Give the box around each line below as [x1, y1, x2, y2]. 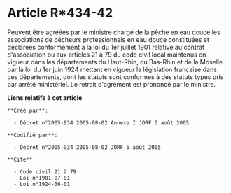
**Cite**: [7, 156, 36, 163]
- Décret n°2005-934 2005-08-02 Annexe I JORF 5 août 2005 [13, 119, 190, 127]
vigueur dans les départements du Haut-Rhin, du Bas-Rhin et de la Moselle [7, 57, 223, 66]
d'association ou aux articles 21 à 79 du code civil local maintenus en [7, 50, 206, 59]
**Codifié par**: [7, 131, 58, 138]
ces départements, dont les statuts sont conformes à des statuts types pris [7, 72, 224, 81]
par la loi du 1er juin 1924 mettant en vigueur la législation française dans [7, 65, 217, 73]
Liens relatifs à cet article [7, 93, 83, 102]
